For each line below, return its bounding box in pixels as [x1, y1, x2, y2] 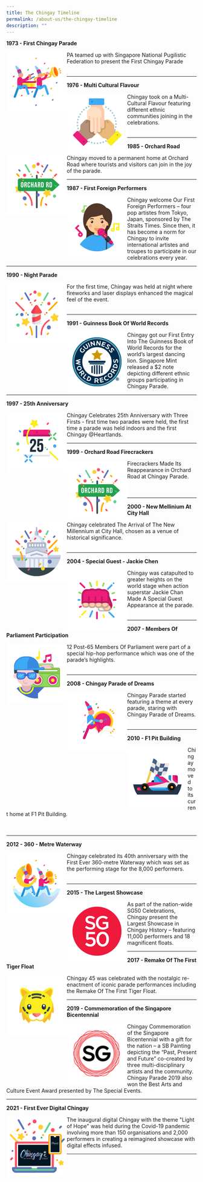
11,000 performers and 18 [127, 933, 190, 940]
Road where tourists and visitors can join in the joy [66, 161, 192, 168]
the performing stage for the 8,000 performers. [66, 865, 184, 872]
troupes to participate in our [127, 248, 197, 255]
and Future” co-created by [127, 1055, 193, 1062]
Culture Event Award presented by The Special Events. [6, 1087, 143, 1094]
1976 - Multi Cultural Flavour [66, 81, 140, 89]
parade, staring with [127, 704, 177, 712]
